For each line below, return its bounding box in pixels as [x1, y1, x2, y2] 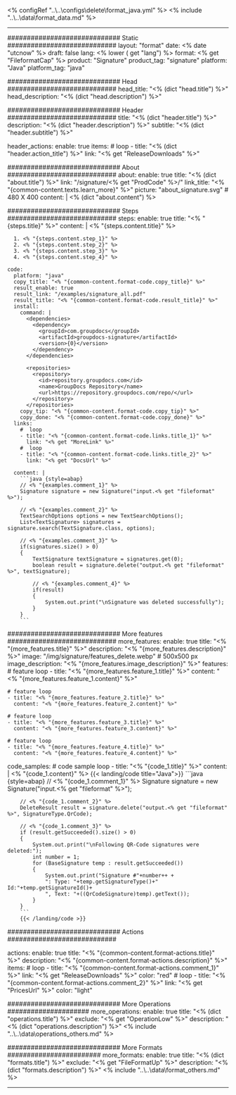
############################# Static [7, 34, 139, 42]
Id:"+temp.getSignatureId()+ [7, 884, 93, 891]
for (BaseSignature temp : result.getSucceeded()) [32, 860, 184, 867]
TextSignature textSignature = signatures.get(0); [32, 556, 184, 563]
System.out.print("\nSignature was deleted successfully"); [44, 599, 225, 606]
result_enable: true [13, 284, 74, 292]
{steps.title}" [7, 222, 44, 230]
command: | [20, 309, 52, 316]
